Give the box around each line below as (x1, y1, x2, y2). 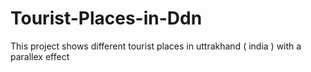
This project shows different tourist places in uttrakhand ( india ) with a (10, 40, 302, 52)
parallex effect (10, 50, 70, 62)
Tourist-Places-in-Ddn (10, 7, 203, 30)
